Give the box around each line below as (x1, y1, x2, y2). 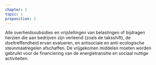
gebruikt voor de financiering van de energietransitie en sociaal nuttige (5, 50, 149, 56)
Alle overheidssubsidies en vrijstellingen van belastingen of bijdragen (5, 30, 146, 36)
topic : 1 (5, 12, 23, 17)
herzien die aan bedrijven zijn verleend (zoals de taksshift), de (5, 35, 131, 41)
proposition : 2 (5, 16, 36, 21)
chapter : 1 (5, 7, 27, 12)
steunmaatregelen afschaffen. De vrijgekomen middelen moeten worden (5, 45, 152, 51)
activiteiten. (5, 56, 28, 62)
